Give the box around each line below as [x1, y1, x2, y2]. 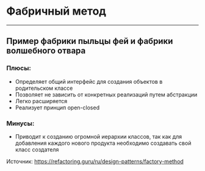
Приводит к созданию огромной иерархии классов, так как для [15, 133, 182, 140]
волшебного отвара [6, 46, 86, 56]
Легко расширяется [15, 97, 68, 104]
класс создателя [15, 145, 59, 153]
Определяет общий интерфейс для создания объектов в [15, 78, 163, 85]
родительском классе [15, 84, 73, 92]
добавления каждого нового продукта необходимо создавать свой [15, 139, 192, 147]
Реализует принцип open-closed [15, 104, 99, 111]
